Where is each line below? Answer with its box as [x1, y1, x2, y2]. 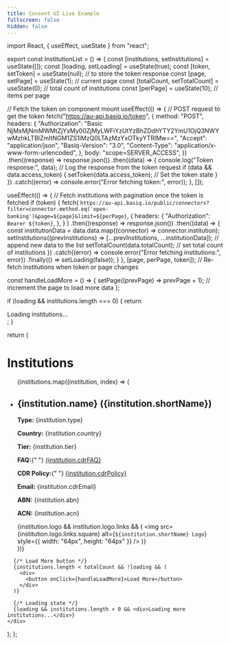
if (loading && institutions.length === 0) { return [7, 297, 142, 305]
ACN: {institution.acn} [16, 510, 80, 518]
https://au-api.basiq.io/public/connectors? [80, 200, 209, 207]
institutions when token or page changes [23, 263, 139, 272]
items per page [7, 91, 50, 100]
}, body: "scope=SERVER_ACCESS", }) [78, 149, 187, 157]
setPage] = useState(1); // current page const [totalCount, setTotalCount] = [7, 77, 219, 85]
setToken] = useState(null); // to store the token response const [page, [7, 69, 207, 78]
